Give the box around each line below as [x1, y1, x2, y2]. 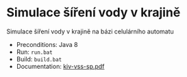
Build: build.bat [16, 55, 62, 63]
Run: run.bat [16, 48, 53, 56]
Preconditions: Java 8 [16, 40, 78, 48]
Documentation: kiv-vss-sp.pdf [16, 62, 105, 70]
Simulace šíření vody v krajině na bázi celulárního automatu [6, 27, 174, 35]
